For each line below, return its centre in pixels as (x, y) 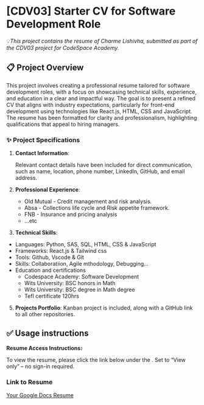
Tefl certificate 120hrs (51, 296)
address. (26, 178)
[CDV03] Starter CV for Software (91, 11)
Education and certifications (51, 270)
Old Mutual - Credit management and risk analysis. (88, 201)
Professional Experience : (47, 190)
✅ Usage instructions (48, 334)
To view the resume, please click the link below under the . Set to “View (96, 359)
